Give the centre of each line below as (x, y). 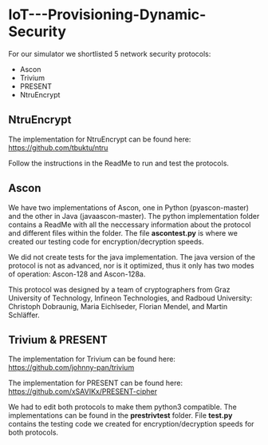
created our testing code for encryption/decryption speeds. (106, 241)
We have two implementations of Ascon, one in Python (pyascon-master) (129, 207)
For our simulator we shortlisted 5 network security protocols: (110, 54)
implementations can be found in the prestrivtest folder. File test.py (120, 415)
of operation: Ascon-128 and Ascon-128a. (77, 274)
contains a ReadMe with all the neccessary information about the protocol (130, 224)
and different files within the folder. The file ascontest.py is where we (123, 232)
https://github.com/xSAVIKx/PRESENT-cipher (83, 391)
